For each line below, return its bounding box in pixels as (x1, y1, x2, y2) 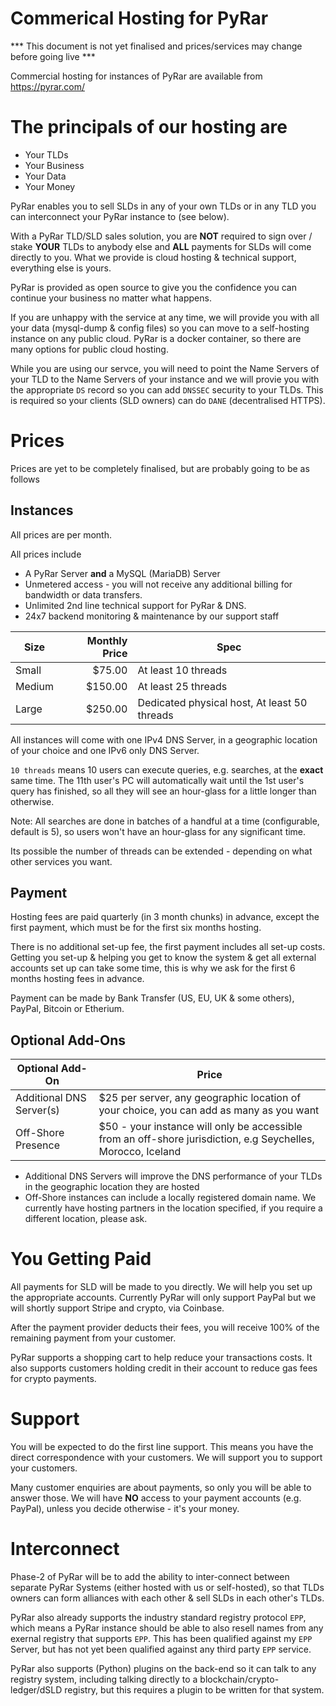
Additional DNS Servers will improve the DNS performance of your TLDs (24, 1170, 323, 1182)
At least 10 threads (137, 663, 228, 677)
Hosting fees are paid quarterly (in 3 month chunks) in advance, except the (10, 911, 320, 923)
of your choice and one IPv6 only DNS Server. (10, 744, 200, 756)
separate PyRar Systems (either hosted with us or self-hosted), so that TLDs (10, 1582, 325, 1594)
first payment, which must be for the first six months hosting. (10, 922, 262, 934)
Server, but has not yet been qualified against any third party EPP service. (10, 1643, 312, 1656)
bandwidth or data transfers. (24, 588, 143, 601)
